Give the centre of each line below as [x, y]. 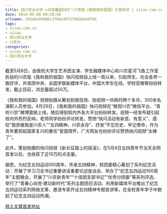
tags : [11, 24]
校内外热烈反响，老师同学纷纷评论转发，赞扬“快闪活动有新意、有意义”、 [79, 119]
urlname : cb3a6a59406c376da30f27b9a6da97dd [51, 19]
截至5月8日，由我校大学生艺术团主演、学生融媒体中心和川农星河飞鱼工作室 [82, 71]
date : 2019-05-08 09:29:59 [33, 14]
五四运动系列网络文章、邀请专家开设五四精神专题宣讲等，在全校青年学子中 [81, 190]
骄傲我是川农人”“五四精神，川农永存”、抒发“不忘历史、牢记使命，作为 [87, 125]
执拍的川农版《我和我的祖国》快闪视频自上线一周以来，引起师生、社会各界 [81, 77]
